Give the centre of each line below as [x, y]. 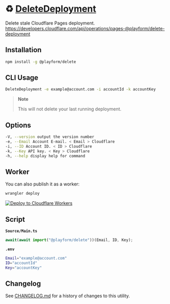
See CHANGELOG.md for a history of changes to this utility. [68, 296]
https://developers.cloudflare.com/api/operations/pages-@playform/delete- [85, 28]
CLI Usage [22, 78]
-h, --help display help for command [45, 156]
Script [15, 219]
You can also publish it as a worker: [42, 184]
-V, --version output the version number [50, 137]
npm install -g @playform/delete [41, 62]
